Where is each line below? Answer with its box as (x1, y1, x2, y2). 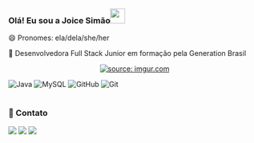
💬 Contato (8, 108, 48, 119)
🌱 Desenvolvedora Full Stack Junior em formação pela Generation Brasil (8, 49, 247, 58)
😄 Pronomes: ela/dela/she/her (8, 33, 110, 43)
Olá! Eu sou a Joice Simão (8, 14, 111, 26)
